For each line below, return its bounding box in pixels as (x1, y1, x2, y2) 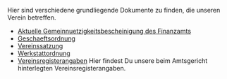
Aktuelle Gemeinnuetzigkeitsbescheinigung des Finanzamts (17, 27, 192, 35)
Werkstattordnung (17, 49, 70, 57)
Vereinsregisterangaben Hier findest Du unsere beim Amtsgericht (17, 57, 208, 65)
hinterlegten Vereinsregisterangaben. (17, 64, 126, 72)
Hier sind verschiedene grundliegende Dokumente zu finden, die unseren (7, 6, 221, 14)
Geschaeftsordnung (17, 34, 76, 43)
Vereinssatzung (17, 42, 63, 50)
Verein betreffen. (7, 13, 56, 22)
